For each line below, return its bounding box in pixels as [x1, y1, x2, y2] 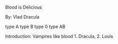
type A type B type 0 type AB [5, 23, 65, 29]
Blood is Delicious [5, 4, 42, 10]
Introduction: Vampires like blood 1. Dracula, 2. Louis [5, 33, 113, 39]
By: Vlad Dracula [5, 14, 40, 19]
